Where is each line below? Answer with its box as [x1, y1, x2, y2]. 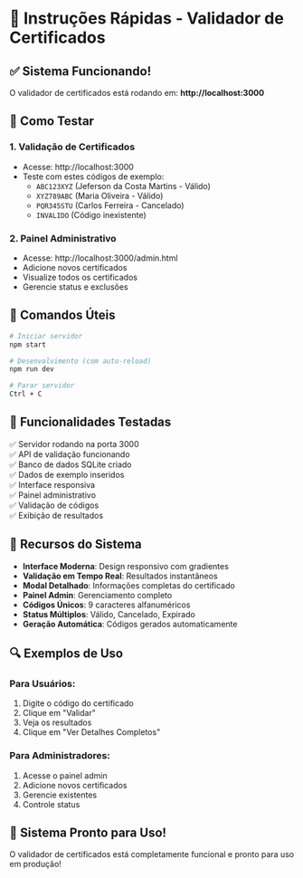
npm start [9, 339, 47, 349]
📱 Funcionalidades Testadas [9, 415, 172, 430]
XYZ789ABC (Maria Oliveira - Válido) [35, 190, 164, 201]
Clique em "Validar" [22, 708, 97, 719]
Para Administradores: [9, 749, 110, 762]
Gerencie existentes [22, 789, 98, 800]
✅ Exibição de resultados [9, 510, 104, 520]
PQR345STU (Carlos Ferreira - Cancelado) [35, 199, 185, 211]
